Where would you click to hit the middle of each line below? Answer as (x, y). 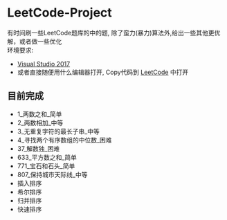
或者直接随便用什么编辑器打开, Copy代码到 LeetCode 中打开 (103, 72)
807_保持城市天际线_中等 (52, 174)
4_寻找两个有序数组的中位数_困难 (64, 140)
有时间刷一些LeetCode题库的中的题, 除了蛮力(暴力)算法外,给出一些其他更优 (114, 33)
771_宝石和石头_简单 (46, 166)
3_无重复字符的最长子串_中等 (58, 131)
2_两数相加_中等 (40, 122)
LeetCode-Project (60, 13)
